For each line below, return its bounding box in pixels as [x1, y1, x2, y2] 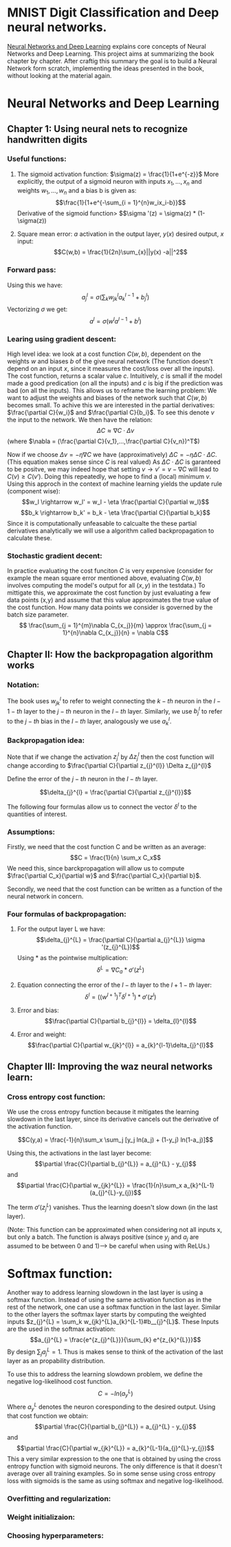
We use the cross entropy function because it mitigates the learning [7, 1108, 199, 1116]
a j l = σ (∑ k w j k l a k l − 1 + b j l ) [81, 291, 150, 303]
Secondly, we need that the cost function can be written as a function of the [7, 885, 223, 893]
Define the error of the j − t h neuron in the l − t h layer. [7, 775, 158, 783]
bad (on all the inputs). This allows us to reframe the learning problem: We [7, 387, 217, 395]
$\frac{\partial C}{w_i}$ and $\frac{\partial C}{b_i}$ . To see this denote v [7, 408, 214, 417]
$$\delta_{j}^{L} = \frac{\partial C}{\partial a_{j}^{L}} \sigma [36, 936, 206, 944]
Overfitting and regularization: [7, 1493, 111, 1503]
